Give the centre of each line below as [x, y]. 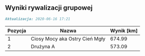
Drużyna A [43, 46]
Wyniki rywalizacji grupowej [49, 8]
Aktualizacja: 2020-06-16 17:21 [38, 19]
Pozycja [17, 31]
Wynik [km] [124, 31]
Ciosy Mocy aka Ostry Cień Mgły [68, 39]
